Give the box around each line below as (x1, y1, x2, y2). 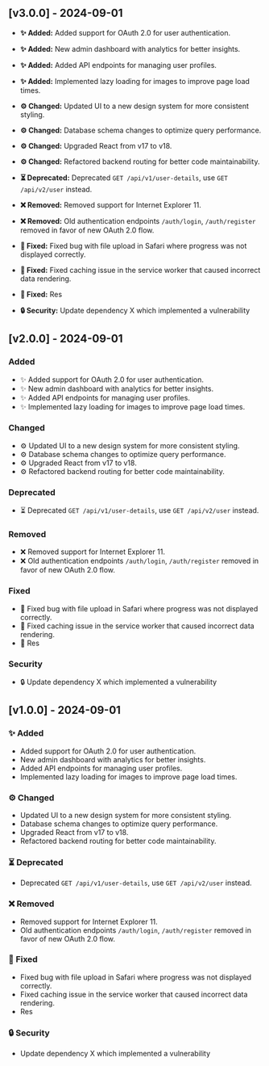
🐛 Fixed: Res (19, 289, 63, 299)
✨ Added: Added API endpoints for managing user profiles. (19, 60, 217, 69)
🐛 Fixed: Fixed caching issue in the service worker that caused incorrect (19, 265, 261, 275)
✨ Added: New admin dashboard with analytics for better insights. (19, 44, 241, 53)
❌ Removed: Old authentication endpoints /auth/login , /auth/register (19, 216, 256, 225)
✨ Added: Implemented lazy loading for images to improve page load (19, 76, 250, 86)
